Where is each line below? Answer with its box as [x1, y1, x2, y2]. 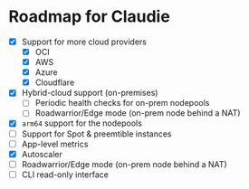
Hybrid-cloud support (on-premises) [21, 88, 158, 99]
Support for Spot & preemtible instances [21, 128, 172, 139]
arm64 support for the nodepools [21, 118, 142, 128]
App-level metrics [21, 138, 89, 149]
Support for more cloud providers [21, 36, 147, 47]
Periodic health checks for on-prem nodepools [34, 98, 210, 109]
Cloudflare [34, 77, 75, 88]
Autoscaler [21, 148, 62, 159]
